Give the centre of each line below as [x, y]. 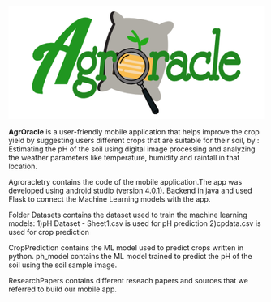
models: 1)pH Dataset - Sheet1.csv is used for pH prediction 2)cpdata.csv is [135, 223]
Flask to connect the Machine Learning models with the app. [110, 199]
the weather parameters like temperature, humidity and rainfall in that [124, 158]
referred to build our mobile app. [63, 289]
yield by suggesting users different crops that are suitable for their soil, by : [134, 141]
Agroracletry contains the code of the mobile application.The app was [125, 182]
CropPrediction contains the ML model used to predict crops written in [126, 248]
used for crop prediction [49, 232]
